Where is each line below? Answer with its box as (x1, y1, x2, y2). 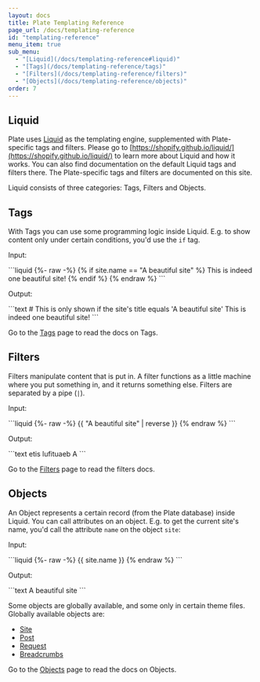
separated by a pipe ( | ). (8, 388, 85, 398)
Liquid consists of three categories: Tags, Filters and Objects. (8, 183, 206, 192)
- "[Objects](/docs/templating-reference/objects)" (15, 77, 188, 85)
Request (19, 641, 47, 651)
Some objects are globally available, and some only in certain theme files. (8, 600, 245, 610)
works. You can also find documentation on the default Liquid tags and (8, 159, 237, 169)
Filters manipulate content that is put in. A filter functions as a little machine (8, 371, 251, 381)
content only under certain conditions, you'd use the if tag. (8, 235, 200, 244)
